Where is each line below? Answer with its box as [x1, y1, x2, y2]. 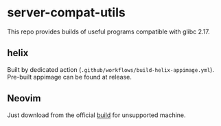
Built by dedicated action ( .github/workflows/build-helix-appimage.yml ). [7, 65, 215, 73]
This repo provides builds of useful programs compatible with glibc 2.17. [7, 27, 211, 36]
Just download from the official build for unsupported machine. [7, 111, 187, 119]
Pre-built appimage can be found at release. [7, 73, 132, 81]
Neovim [7, 92, 41, 104]
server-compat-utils [7, 5, 126, 21]
